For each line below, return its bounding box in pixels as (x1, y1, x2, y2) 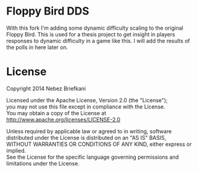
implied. (6, 147, 26, 154)
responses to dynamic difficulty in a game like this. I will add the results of (6, 37, 190, 44)
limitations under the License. (6, 159, 80, 167)
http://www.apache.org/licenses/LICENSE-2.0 (6, 116, 121, 123)
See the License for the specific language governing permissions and (6, 153, 179, 160)
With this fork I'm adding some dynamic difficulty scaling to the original (6, 24, 184, 31)
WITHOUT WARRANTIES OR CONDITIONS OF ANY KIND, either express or (6, 141, 192, 148)
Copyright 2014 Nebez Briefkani (6, 85, 86, 92)
